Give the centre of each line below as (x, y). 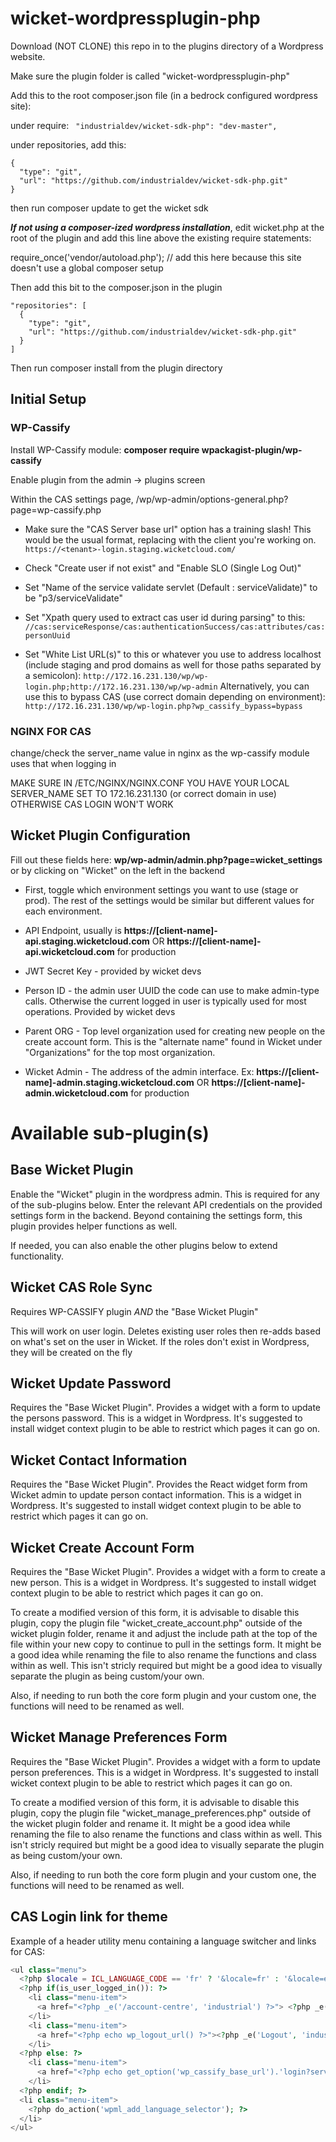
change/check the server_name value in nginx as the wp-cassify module (160, 753)
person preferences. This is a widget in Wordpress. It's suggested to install (164, 1772)
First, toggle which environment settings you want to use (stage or (161, 889)
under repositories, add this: (68, 144)
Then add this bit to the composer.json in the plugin (116, 287)
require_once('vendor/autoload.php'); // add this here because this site (156, 257)
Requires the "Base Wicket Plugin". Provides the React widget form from (159, 1484)
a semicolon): (53, 675)
